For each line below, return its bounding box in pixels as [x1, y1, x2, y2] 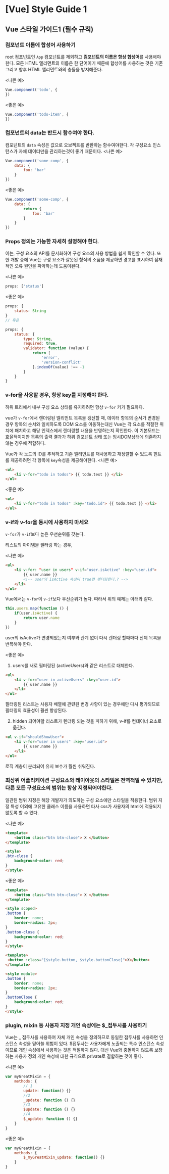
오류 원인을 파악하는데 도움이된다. [14, 263, 81, 269]
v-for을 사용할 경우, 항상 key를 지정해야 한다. [5, 392, 109, 399]
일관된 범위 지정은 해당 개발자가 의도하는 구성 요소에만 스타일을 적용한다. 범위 [5, 797, 157, 803]
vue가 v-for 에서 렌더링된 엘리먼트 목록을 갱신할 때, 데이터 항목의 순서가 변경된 [5, 414, 160, 420]
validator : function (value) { [23, 346, 89, 351]
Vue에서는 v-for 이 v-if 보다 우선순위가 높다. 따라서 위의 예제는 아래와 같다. [5, 596, 153, 602]
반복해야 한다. [5, 641, 33, 647]
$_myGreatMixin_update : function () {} [23, 1155, 105, 1160]
